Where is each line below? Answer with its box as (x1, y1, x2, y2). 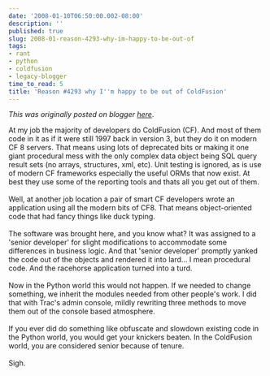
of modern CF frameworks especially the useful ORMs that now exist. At (8, 168, 250, 179)
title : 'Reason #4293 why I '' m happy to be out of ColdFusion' (8, 87, 228, 96)
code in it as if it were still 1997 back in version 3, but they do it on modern (8, 134, 258, 144)
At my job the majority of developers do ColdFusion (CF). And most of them (8, 125, 262, 135)
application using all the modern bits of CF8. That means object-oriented (8, 203, 252, 213)
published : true (8, 27, 63, 35)
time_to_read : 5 (8, 80, 63, 88)
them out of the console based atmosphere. (8, 306, 156, 317)
